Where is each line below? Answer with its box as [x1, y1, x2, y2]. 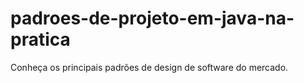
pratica [10, 28, 71, 51]
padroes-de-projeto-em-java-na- [10, 7, 295, 30]
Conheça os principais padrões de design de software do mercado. [10, 61, 289, 73]
